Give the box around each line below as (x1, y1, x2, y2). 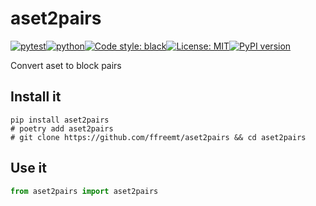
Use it (10, 160, 47, 177)
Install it (10, 88, 62, 106)
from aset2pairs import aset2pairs (10, 186, 159, 196)
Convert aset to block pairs (10, 59, 122, 71)
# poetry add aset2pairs (10, 123, 114, 134)
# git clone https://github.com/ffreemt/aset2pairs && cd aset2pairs (10, 132, 307, 142)
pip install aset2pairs (10, 115, 110, 125)
